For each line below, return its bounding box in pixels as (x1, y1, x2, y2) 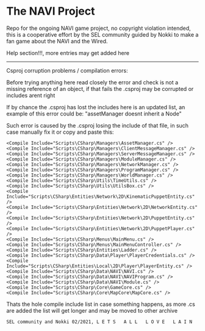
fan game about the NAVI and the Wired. (6, 37, 108, 45)
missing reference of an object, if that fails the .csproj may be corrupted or (6, 85, 194, 92)
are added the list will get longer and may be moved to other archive (6, 307, 178, 314)
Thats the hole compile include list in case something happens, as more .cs (6, 300, 195, 308)
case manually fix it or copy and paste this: (6, 128, 114, 136)
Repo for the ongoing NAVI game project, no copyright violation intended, (6, 24, 191, 32)
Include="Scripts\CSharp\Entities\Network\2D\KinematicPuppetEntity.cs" (6, 194, 195, 200)
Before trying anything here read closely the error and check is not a (6, 78, 179, 86)
